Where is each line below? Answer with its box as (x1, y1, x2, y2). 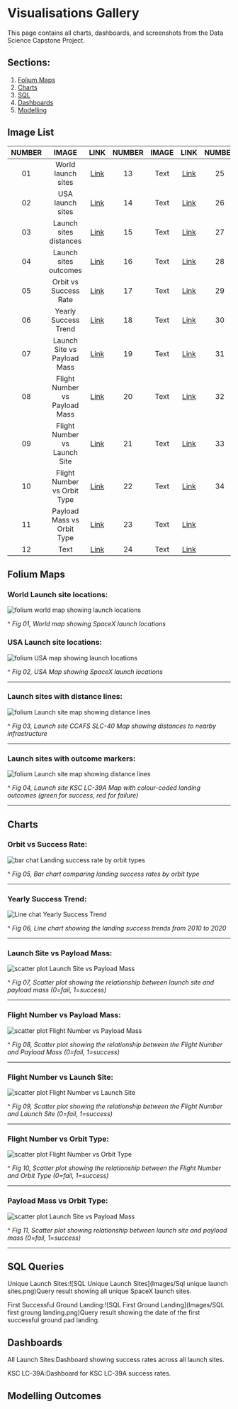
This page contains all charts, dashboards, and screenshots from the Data (7, 28, 224, 37)
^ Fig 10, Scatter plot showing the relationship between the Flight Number (7, 1164, 222, 1172)
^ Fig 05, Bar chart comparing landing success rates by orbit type (7, 869, 200, 878)
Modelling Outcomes (7, 1390, 101, 1402)
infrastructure (7, 729, 48, 737)
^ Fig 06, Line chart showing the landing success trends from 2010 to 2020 (7, 924, 227, 933)
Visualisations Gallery (7, 5, 140, 21)
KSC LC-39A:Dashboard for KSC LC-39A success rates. (7, 1369, 171, 1378)
